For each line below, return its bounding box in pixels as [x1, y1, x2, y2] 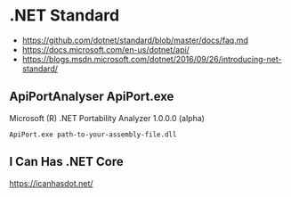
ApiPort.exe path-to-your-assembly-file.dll [9, 130, 177, 139]
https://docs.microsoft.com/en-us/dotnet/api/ [21, 44, 190, 54]
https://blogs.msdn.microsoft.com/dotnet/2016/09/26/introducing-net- [21, 53, 282, 64]
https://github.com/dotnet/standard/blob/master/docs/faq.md [21, 35, 249, 45]
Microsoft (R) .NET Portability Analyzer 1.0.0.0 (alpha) [9, 112, 205, 123]
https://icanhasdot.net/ [9, 177, 93, 188]
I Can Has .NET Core [9, 154, 124, 169]
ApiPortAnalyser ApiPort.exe [9, 89, 174, 104]
